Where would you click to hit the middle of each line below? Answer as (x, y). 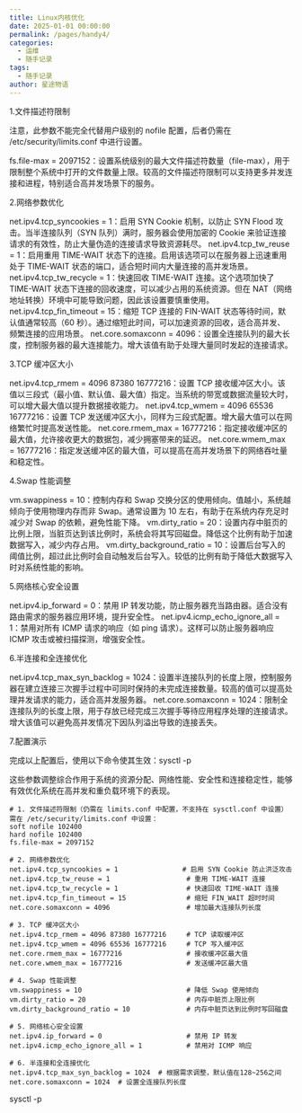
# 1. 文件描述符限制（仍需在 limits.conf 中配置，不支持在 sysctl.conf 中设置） (149, 809)
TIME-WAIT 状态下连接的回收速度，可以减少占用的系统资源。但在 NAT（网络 (151, 288)
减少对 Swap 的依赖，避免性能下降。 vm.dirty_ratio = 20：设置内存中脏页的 (148, 522)
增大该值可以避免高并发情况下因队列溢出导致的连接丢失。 (115, 722)
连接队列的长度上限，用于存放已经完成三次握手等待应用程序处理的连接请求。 (151, 711)
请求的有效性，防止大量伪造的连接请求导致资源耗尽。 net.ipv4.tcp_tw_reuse (150, 243)
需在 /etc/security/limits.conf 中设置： (84, 818)
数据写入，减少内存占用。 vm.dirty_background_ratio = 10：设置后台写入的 (147, 544)
